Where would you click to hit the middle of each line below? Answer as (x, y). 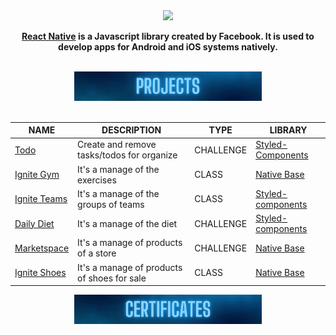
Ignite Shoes (40, 273)
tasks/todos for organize (127, 155)
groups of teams (111, 204)
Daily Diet (34, 223)
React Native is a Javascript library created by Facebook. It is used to (168, 36)
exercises (97, 180)
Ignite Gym (37, 175)
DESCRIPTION (131, 130)
